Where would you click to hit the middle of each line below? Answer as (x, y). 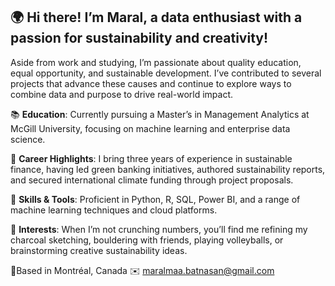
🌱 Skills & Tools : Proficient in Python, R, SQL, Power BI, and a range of (155, 199)
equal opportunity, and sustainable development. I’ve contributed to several (166, 73)
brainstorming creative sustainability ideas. (99, 250)
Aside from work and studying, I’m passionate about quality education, (156, 62)
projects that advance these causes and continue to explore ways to (151, 83)
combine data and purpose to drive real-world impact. (122, 94)
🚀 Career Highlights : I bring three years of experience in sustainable (151, 158)
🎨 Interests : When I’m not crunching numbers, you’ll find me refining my (159, 229)
